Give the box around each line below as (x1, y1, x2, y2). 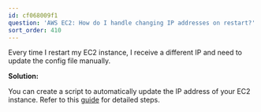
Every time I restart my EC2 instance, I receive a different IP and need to (8, 48, 243, 58)
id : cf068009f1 (8, 11, 58, 20)
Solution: (8, 72, 39, 81)
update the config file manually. (8, 56, 111, 65)
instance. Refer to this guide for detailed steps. (8, 95, 160, 105)
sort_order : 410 (8, 26, 62, 34)
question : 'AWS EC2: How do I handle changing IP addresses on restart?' (8, 19, 256, 27)
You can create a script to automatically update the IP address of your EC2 (8, 87, 251, 96)
